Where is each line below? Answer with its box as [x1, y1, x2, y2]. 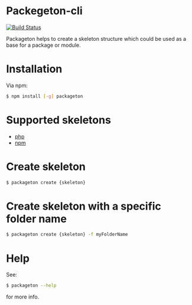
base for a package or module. [6, 41, 81, 49]
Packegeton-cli [6, 4, 83, 18]
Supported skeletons [6, 113, 111, 127]
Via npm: [6, 82, 28, 89]
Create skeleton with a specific [6, 200, 161, 213]
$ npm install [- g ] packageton [6, 93, 83, 99]
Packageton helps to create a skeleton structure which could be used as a [6, 35, 187, 42]
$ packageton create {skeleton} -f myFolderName [6, 232, 128, 237]
